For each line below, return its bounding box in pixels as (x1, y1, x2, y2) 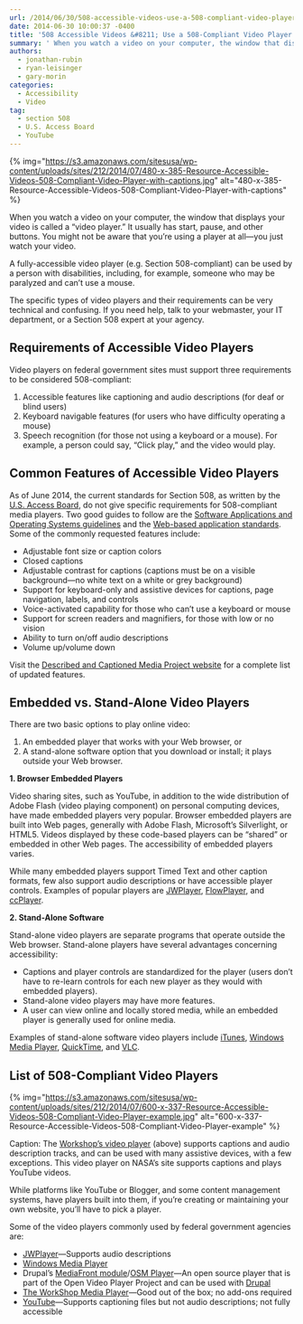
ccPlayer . (9, 894, 44, 905)
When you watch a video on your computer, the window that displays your (9, 212, 286, 222)
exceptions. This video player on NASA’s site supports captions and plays (9, 1158, 282, 1168)
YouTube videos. (9, 1168, 72, 1178)
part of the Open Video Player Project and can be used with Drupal (22, 1277, 271, 1289)
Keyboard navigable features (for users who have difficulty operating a (22, 411, 286, 421)
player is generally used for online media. (22, 1015, 176, 1026)
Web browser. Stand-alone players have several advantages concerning (9, 940, 278, 950)
